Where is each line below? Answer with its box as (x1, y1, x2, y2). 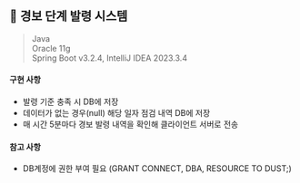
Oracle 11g (31, 43, 71, 53)
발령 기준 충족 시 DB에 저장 (22, 96, 119, 107)
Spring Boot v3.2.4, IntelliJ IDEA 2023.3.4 (31, 53, 188, 63)
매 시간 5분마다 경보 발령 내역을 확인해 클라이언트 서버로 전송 (22, 119, 239, 130)
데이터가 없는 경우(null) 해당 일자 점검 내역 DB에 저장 (22, 108, 211, 119)
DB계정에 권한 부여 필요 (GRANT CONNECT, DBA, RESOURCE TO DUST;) (22, 163, 293, 174)
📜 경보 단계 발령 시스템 (9, 8, 128, 24)
